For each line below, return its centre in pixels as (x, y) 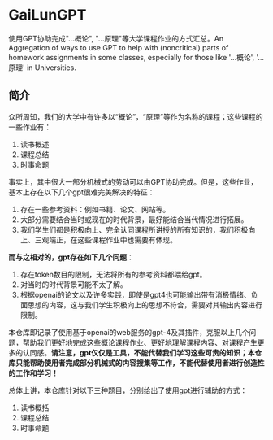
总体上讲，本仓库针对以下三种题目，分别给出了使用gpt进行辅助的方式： (128, 390)
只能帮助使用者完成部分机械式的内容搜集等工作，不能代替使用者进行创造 (136, 363)
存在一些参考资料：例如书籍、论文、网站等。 (95, 209)
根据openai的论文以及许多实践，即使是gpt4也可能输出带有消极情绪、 (136, 294)
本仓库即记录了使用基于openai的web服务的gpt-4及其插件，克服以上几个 (129, 332)
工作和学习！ (37, 372)
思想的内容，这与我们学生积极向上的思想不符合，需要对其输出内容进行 (145, 305)
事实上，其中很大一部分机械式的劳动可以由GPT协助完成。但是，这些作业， (133, 181)
